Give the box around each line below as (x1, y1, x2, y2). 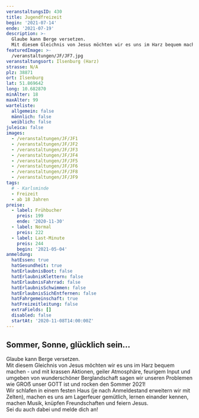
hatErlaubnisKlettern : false (11, 274, 84, 280)
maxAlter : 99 (6, 97, 38, 103)
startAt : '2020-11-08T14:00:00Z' (11, 318, 94, 324)
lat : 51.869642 (6, 81, 44, 87)
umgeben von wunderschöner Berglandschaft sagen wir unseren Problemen (6, 375, 192, 382)
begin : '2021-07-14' (6, 20, 57, 26)
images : (6, 130, 25, 137)
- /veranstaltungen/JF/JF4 (11, 152, 78, 158)
